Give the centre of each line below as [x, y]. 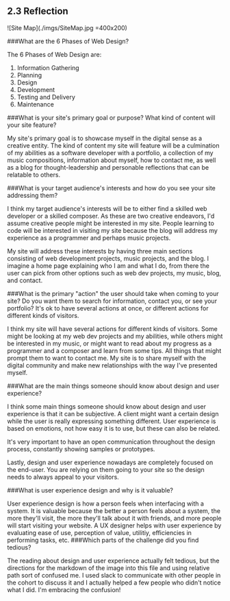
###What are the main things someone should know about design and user [113, 386]
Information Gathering [48, 67]
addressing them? [33, 195]
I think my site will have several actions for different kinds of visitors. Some [112, 328]
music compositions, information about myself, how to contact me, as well [112, 160]
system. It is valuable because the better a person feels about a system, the [114, 510]
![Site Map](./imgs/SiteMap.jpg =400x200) [67, 27]
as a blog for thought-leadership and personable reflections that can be [108, 167]
